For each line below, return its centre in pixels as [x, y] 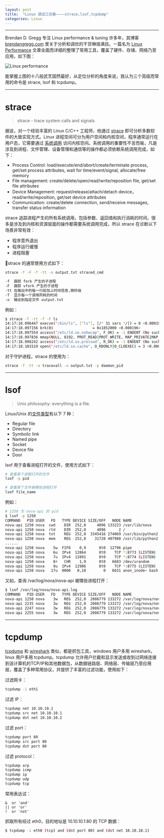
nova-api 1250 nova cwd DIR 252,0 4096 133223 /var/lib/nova [78, 525]
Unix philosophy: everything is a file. [53, 403]
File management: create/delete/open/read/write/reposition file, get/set [84, 181]
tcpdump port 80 [21, 737]
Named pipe [24, 439]
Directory [21, 429]
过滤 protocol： [20, 756]
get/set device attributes [82, 197]
